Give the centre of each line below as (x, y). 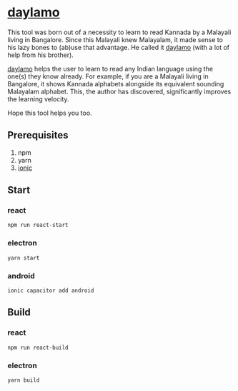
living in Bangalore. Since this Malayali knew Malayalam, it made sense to (115, 39)
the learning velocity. (38, 99)
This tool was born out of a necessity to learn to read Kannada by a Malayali (119, 32)
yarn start (24, 258)
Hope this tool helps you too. (50, 113)
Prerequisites (38, 135)
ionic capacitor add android (51, 291)
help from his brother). (40, 55)
